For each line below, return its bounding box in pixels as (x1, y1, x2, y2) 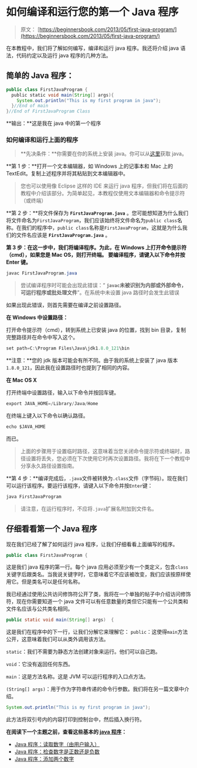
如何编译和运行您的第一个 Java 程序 (6, 5, 179, 19)
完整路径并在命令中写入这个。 (6, 334, 78, 341)
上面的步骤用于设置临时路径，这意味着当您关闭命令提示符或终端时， (20, 447, 185, 454)
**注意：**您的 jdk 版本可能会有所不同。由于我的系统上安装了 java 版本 (6, 357, 178, 364)
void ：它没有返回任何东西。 (6, 661, 73, 668)
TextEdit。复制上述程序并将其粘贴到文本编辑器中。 (6, 170, 129, 177)
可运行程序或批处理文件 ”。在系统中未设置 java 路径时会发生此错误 (20, 289, 180, 296)
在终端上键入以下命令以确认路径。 (6, 412, 89, 419)
